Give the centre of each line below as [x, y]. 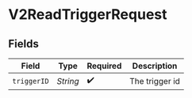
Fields [24, 44]
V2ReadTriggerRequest [88, 15]
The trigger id [155, 81]
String [68, 81]
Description [155, 66]
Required [104, 66]
